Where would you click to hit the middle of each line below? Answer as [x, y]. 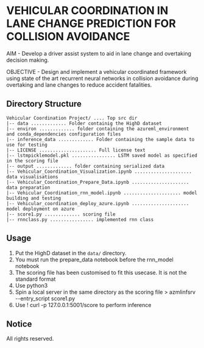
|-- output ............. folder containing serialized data [86, 166]
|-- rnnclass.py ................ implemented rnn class [80, 219]
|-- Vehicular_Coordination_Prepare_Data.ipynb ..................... [98, 182]
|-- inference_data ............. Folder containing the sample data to [100, 139]
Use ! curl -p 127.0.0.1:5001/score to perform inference [83, 305]
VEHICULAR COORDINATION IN [87, 11]
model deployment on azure [40, 209]
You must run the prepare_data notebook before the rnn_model [94, 259]
